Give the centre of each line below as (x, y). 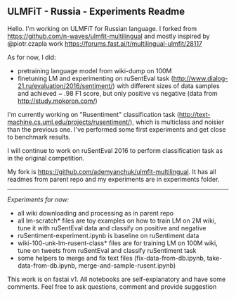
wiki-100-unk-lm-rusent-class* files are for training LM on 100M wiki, (117, 243)
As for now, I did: (32, 57)
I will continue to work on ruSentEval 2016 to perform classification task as (115, 150)
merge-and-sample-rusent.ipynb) (127, 265)
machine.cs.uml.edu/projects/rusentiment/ (69, 122)
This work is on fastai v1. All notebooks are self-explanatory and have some (117, 279)
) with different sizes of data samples (166, 86)
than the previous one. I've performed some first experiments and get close (117, 129)
